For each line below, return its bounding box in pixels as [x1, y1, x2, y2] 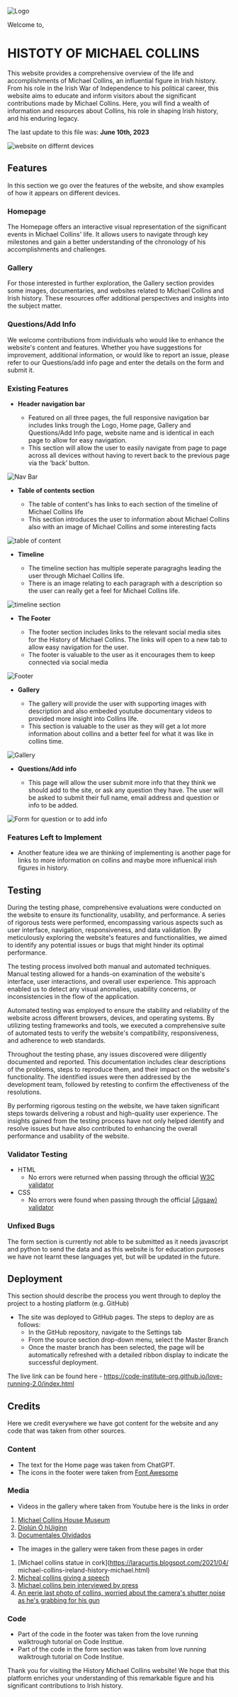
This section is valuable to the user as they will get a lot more [28, 722, 207, 730]
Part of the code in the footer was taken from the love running [17, 1630, 198, 1639]
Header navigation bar [17, 399, 86, 408]
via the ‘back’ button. [28, 458, 90, 467]
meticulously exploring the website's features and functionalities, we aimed [7, 933, 227, 942]
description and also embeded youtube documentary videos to [28, 707, 212, 715]
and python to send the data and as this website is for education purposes [7, 1245, 225, 1253]
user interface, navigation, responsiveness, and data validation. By [7, 926, 202, 934]
